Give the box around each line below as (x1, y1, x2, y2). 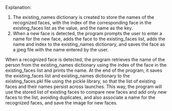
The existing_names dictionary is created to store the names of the (12, 14, 155, 20)
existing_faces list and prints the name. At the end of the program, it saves (5, 67, 163, 73)
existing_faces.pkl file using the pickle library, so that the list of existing (5, 78, 156, 84)
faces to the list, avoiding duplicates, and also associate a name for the (5, 94, 156, 100)
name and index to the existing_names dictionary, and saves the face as (12, 41, 165, 47)
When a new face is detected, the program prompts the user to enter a (12, 31, 163, 36)
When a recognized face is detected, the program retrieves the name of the (5, 57, 165, 63)
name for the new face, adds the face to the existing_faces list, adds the (12, 36, 165, 42)
